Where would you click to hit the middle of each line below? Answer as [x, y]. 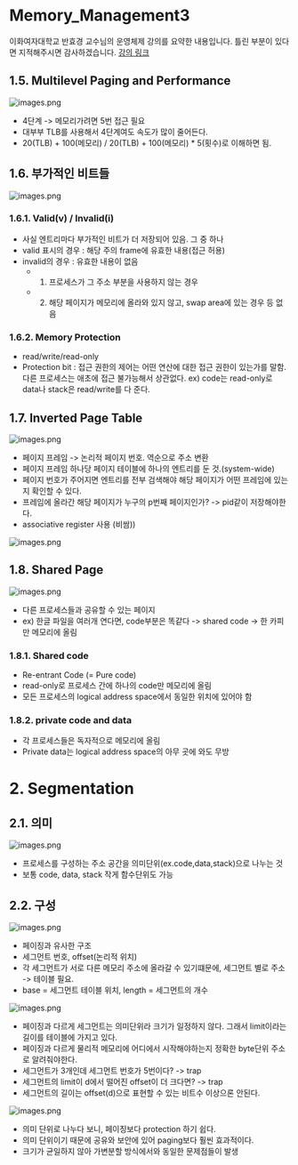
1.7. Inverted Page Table [76, 418]
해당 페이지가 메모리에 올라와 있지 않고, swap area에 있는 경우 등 [161, 302]
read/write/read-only [60, 357]
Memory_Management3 [100, 16]
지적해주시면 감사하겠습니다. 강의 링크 [84, 52]
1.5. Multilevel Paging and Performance [120, 81]
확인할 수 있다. [56, 491]
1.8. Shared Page [56, 570]
